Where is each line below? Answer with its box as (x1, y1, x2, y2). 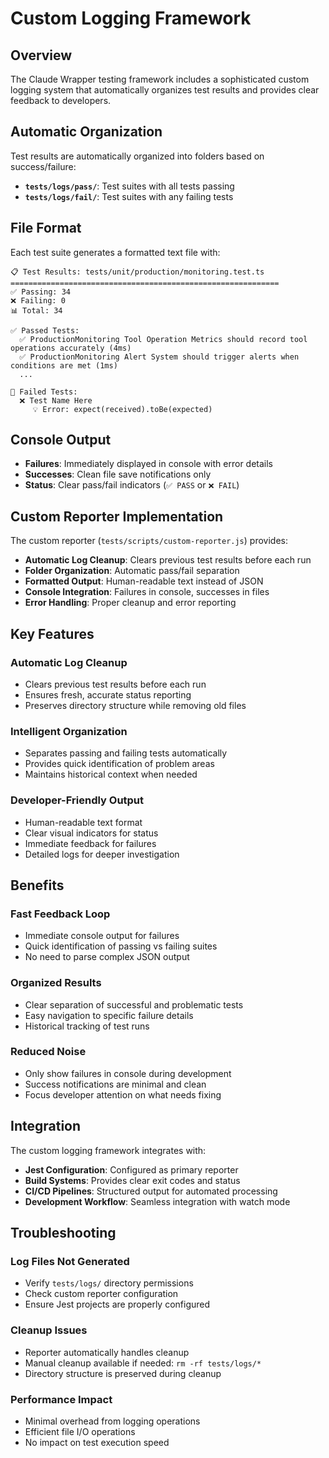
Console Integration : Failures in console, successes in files (24, 586, 270, 598)
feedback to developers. (10, 95, 112, 106)
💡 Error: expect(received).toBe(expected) (32, 404, 213, 414)
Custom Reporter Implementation (10, 508, 224, 525)
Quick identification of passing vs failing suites (24, 940, 218, 952)
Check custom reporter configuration (24, 1288, 179, 1300)
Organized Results (10, 976, 102, 990)
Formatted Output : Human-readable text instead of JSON (24, 575, 264, 587)
